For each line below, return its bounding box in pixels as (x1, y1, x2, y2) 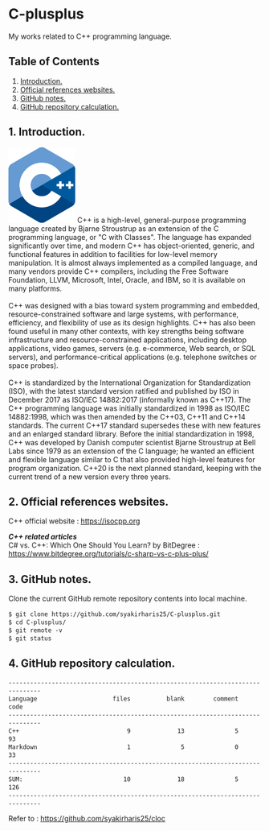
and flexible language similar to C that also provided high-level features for (8, 454, 255, 464)
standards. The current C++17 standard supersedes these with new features (8, 420, 261, 430)
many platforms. (8, 283, 63, 293)
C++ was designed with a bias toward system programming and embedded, (8, 300, 260, 310)
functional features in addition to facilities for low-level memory (8, 249, 218, 258)
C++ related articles (8, 532, 78, 542)
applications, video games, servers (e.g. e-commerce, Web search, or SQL (8, 343, 256, 353)
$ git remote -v (8, 626, 63, 635)
